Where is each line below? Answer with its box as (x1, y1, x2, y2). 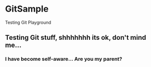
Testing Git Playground (5, 19, 52, 25)
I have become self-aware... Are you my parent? (5, 56, 122, 63)
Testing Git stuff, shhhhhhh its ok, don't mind (5, 33, 147, 42)
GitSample (5, 3, 49, 15)
